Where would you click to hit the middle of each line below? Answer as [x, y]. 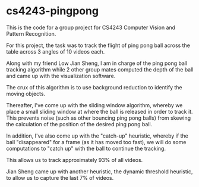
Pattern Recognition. [31, 33]
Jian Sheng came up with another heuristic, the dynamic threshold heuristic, [99, 172]
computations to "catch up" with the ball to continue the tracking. [86, 148]
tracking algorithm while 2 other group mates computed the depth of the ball [100, 69]
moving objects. [26, 93]
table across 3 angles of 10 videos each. [56, 51]
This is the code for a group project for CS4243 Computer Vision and [91, 27]
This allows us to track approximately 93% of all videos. [75, 160]
